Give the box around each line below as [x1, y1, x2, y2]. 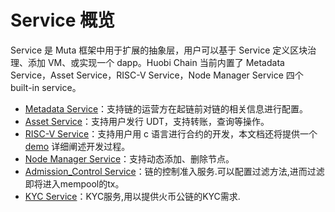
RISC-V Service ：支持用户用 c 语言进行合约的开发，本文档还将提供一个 [24, 127, 318, 140]
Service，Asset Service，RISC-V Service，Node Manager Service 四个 [10, 69, 304, 81]
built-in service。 [10, 81, 82, 93]
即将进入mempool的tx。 [24, 177, 125, 190]
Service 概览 [10, 9, 116, 32]
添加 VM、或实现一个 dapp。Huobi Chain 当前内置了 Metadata [27, 56, 285, 68]
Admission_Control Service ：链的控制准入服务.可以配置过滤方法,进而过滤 [24, 165, 325, 177]
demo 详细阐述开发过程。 [24, 140, 131, 152]
